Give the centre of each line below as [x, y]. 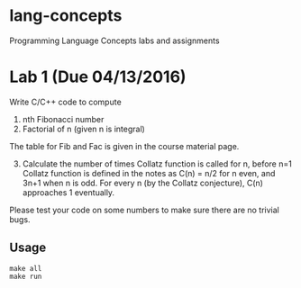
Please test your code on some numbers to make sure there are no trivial [144, 210]
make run [26, 276]
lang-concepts [66, 16]
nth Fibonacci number [63, 119]
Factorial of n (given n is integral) [84, 129]
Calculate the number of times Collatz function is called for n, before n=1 [157, 164]
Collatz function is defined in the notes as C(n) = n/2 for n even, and [149, 173]
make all [26, 268]
